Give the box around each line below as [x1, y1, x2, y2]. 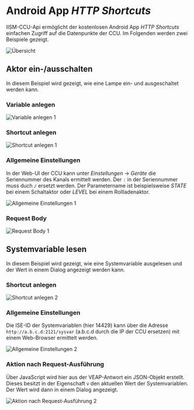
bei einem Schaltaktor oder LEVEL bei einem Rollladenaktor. [6, 188, 150, 195]
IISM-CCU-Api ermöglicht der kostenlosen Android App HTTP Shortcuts [6, 23, 179, 30]
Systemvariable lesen [6, 244, 87, 254]
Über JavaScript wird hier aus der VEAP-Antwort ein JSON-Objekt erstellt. [6, 373, 185, 381]
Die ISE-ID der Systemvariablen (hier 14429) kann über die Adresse [6, 322, 168, 329]
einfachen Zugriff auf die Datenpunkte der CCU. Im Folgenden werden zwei [6, 29, 188, 36]
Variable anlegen [6, 101, 56, 109]
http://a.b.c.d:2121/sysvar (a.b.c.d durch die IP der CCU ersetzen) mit [6, 328, 180, 335]
